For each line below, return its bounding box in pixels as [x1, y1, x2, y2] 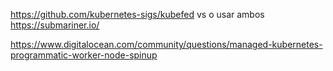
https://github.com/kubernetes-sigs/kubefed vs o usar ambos [10, 9, 265, 20]
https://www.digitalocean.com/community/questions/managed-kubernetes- [10, 39, 323, 50]
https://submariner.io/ [10, 19, 100, 31]
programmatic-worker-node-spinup [10, 49, 158, 61]
